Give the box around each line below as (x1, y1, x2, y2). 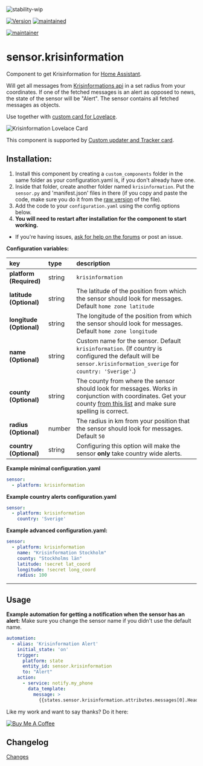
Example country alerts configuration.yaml (6, 493, 117, 500)
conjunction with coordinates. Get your (76, 392, 187, 400)
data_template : (28, 686, 66, 692)
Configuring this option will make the (76, 441, 181, 450)
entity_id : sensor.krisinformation (22, 663, 112, 669)
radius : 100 (17, 572, 47, 579)
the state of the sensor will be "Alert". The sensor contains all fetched (6, 94, 179, 102)
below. (14, 209, 32, 216)
